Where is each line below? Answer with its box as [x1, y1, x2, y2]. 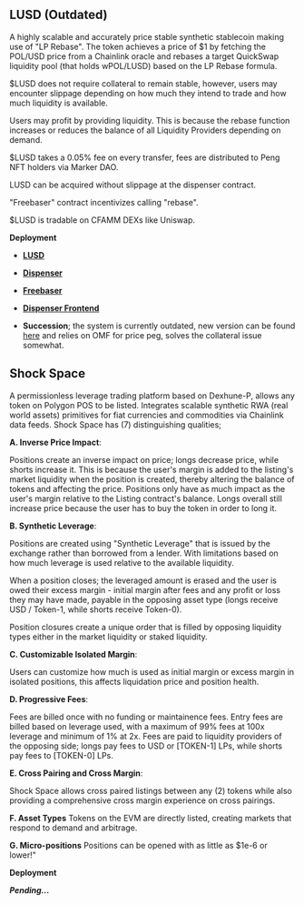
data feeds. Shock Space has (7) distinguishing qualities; [9, 418, 222, 430]
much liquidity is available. [9, 97, 109, 108]
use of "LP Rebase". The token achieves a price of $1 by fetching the [9, 41, 266, 52]
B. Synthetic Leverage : [9, 520, 97, 531]
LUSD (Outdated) [9, 7, 108, 23]
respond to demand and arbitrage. [9, 822, 138, 833]
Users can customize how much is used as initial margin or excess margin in [9, 666, 295, 677]
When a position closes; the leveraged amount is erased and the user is [9, 575, 277, 586]
